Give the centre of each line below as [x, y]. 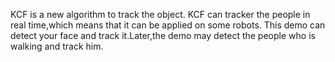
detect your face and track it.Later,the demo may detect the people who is [163, 35]
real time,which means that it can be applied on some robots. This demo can [168, 25]
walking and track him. [57, 46]
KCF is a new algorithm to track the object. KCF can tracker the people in [160, 14]
